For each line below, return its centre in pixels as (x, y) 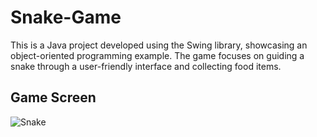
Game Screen (53, 97)
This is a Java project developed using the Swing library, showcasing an (159, 45)
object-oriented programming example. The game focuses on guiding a (157, 55)
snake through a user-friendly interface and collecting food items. (146, 66)
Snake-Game (66, 17)
